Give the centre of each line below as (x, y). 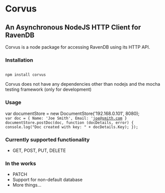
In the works (21, 163)
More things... (27, 185)
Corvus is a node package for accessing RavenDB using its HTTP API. (78, 47)
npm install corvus (26, 75)
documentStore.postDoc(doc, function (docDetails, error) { (70, 123)
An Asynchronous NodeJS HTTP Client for (73, 27)
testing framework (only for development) (49, 89)
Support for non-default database (48, 180)
